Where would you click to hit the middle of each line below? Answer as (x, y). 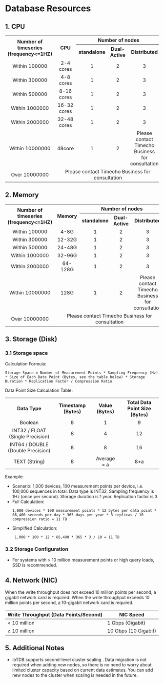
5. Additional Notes (35, 648)
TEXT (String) (29, 462)
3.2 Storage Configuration (37, 549)
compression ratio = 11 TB (40, 519)
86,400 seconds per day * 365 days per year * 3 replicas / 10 (78, 515)
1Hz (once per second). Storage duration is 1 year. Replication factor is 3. (85, 496)
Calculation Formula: (26, 363)
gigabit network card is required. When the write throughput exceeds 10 (77, 597)
